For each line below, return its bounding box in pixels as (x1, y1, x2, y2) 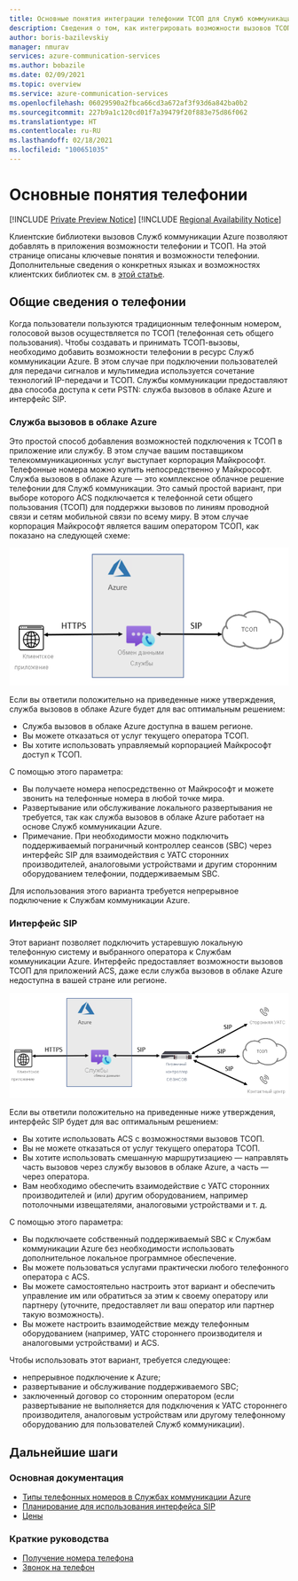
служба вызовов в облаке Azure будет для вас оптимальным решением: (9, 704, 286, 714)
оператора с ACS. (21, 1271, 90, 1282)
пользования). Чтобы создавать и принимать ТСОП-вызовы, (9, 337, 240, 348)
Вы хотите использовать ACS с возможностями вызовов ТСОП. (21, 1134, 264, 1144)
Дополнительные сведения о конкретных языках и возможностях (9, 259, 261, 270)
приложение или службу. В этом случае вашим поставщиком (9, 444, 244, 456)
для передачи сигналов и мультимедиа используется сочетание (9, 365, 255, 376)
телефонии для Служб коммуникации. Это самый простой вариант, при (9, 483, 282, 493)
